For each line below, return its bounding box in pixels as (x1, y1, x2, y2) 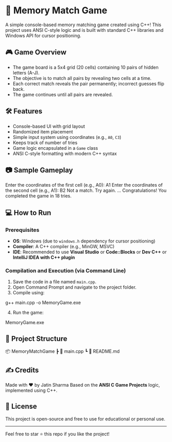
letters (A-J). (12, 69, 40, 76)
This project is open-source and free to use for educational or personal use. (5, 415, 165, 422)
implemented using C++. (5, 387, 58, 393)
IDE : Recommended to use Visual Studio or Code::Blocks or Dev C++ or (12, 249, 167, 255)
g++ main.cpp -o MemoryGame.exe (5, 299, 81, 306)
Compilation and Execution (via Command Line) (5, 267, 126, 274)
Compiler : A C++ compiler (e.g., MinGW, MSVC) (12, 244, 115, 250)
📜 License (5, 402, 37, 411)
